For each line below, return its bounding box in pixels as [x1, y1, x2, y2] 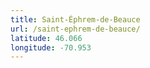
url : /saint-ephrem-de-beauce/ [10, 24, 141, 34]
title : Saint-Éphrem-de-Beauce [10, 14, 141, 25]
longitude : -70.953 [10, 42, 92, 53]
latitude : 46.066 [10, 33, 83, 43]
